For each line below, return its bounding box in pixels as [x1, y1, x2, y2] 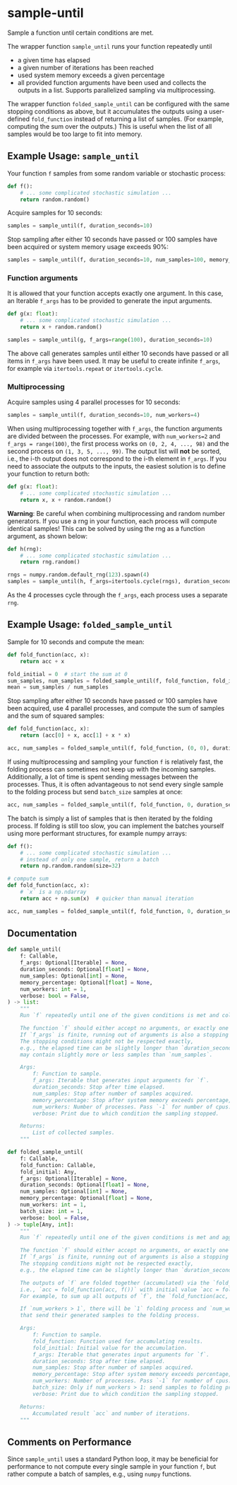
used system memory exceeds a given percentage [17, 71, 165, 79]
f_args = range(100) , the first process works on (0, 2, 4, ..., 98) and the [7, 440, 229, 448]
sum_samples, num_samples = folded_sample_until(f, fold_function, [7, 677, 210, 684]
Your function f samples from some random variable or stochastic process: [7, 168, 226, 178]
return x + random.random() [20, 323, 102, 331]
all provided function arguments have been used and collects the [17, 78, 207, 86]
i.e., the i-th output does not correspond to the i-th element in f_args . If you [7, 454, 227, 463]
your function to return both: [7, 469, 90, 478]
